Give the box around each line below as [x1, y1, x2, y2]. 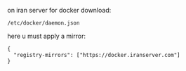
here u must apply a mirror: [7, 32, 86, 40]
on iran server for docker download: [7, 6, 112, 14]
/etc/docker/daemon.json [7, 20, 80, 27]
